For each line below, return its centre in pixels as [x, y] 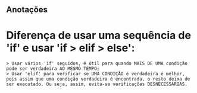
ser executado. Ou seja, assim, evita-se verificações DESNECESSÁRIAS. [97, 84]
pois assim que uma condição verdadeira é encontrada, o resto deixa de [98, 79]
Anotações [27, 10]
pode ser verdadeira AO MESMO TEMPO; [53, 69]
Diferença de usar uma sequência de [99, 35]
